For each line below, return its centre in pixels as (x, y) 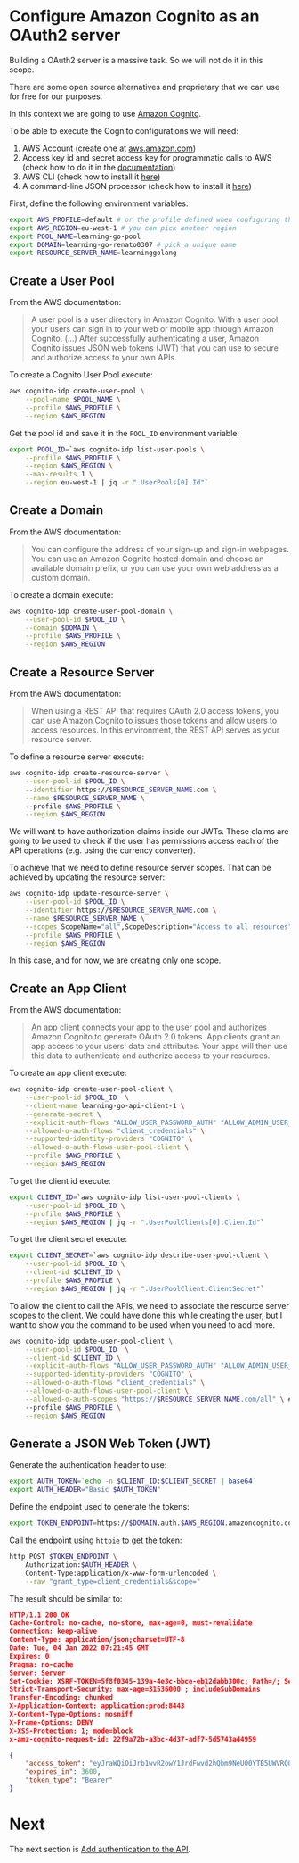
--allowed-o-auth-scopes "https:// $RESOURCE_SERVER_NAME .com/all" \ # (159, 1399)
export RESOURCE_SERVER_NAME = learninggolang (93, 253)
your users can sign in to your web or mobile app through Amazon (152, 329)
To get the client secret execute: (68, 1239)
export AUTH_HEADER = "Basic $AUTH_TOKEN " (85, 1490)
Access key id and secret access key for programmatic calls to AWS (147, 157)
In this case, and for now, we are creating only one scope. (115, 960)
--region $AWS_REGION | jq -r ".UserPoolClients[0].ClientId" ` (145, 1222)
